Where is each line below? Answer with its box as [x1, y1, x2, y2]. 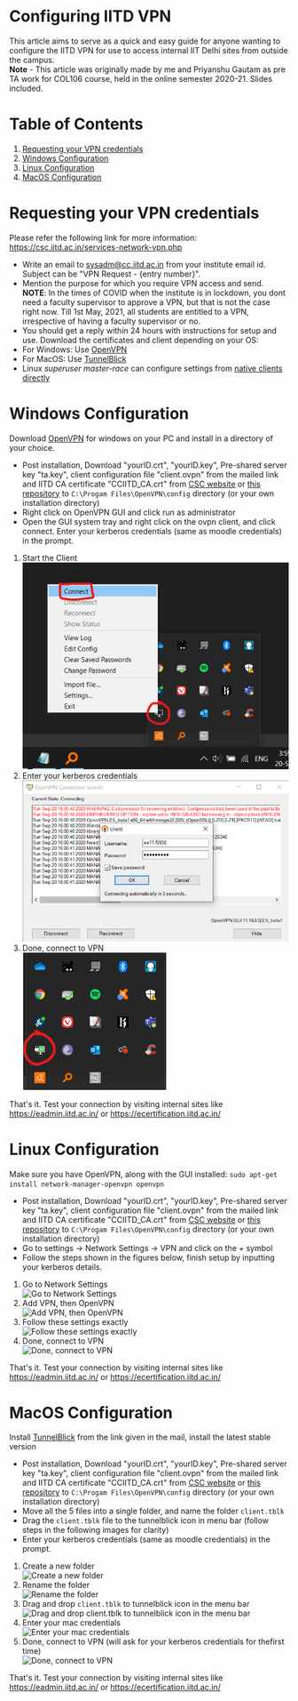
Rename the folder [21, 1580, 90, 1591]
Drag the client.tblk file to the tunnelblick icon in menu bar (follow [21, 1515, 269, 1526]
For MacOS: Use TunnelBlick [21, 353, 127, 364]
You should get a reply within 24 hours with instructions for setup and [21, 325, 278, 335]
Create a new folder [21, 1561, 95, 1571]
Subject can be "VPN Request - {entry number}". [21, 269, 201, 279]
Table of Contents [9, 114, 144, 134]
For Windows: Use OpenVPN [21, 344, 128, 355]
